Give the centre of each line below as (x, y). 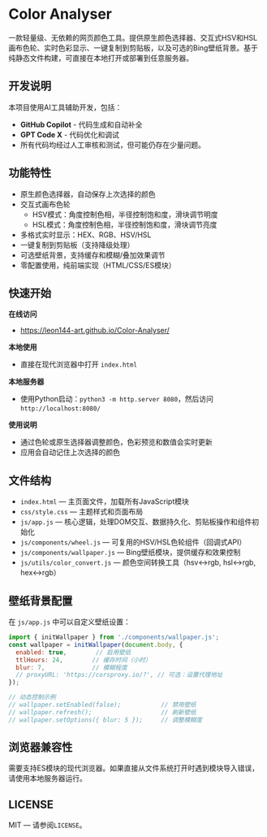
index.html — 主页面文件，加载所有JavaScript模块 (104, 501)
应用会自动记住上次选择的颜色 (70, 453)
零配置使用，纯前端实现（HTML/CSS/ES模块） (98, 265)
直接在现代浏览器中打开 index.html (79, 364)
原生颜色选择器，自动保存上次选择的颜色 (88, 194)
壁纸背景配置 (41, 601)
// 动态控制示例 (32, 697)
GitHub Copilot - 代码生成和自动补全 (81, 124)
